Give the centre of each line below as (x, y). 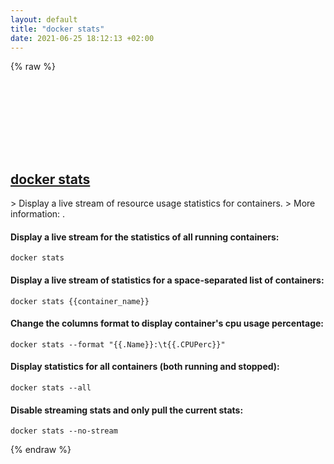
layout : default (44, 19)
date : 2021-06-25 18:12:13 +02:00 (82, 38)
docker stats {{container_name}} (80, 301)
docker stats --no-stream (64, 431)
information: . (38, 214)
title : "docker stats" (57, 29)
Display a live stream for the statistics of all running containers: (145, 237)
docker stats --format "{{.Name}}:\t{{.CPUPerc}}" (118, 344)
